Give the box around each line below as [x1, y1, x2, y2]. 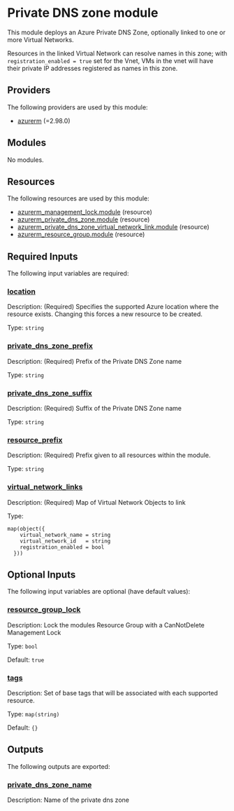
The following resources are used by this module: [7, 194, 150, 203]
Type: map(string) [7, 710, 60, 718]
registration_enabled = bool [20, 543, 105, 551]
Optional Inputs [7, 569, 76, 581]
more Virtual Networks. [7, 35, 75, 43]
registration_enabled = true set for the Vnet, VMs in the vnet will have [7, 56, 214, 64]
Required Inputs [7, 250, 78, 262]
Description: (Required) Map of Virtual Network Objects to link [7, 498, 187, 506]
